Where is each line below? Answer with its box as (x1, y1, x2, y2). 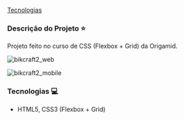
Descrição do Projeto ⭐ (7, 24, 86, 33)
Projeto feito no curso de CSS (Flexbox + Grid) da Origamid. (7, 42, 178, 51)
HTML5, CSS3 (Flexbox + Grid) (17, 105, 106, 113)
